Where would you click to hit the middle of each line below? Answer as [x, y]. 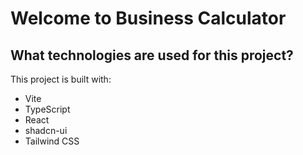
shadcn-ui [46, 130]
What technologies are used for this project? [152, 55]
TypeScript [47, 109]
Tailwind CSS [52, 141]
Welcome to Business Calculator [148, 18]
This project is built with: [61, 79]
